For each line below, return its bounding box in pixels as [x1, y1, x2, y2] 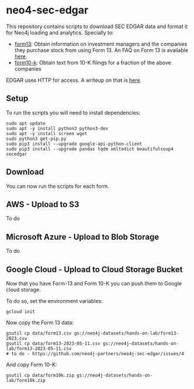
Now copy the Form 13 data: [6, 319, 74, 326]
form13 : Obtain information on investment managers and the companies [14, 40, 188, 47]
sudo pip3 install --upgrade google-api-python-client [6, 141, 143, 147]
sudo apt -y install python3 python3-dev [6, 125, 109, 132]
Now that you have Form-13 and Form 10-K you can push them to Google [6, 280, 182, 287]
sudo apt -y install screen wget [6, 130, 88, 136]
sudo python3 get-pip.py [6, 136, 67, 142]
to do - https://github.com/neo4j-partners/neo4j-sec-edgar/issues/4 [11, 351, 184, 357]
